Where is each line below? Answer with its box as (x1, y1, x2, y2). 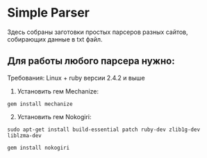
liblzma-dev (7, 132, 42, 139)
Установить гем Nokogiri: (17, 112, 92, 121)
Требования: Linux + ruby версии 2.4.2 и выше (7, 73, 145, 82)
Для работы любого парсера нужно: (7, 55, 175, 67)
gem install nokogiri (7, 144, 70, 151)
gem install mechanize (7, 100, 73, 107)
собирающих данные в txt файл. (7, 35, 103, 43)
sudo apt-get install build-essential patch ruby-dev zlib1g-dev (7, 126, 200, 133)
